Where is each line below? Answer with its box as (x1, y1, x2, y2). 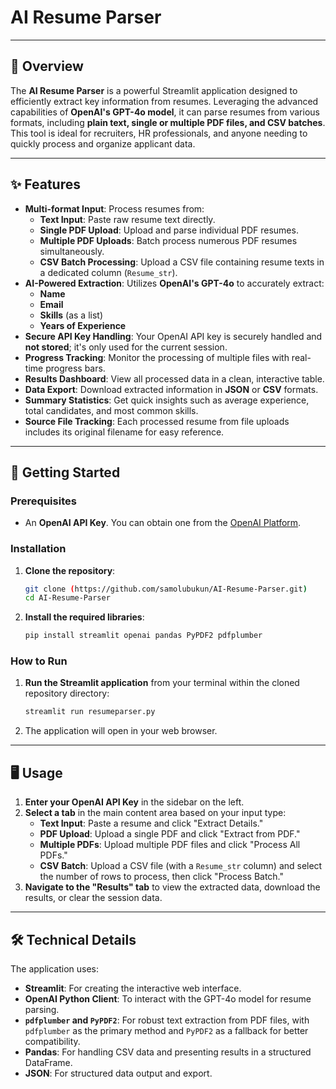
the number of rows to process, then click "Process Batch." (39, 871, 285, 883)
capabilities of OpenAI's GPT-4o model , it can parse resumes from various (10, 106, 320, 118)
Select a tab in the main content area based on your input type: (24, 807, 287, 819)
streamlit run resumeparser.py (24, 707, 156, 717)
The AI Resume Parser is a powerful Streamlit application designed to (10, 84, 298, 96)
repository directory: (24, 687, 110, 700)
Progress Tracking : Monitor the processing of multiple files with (24, 351, 290, 363)
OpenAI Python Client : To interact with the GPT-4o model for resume (24, 992, 312, 1005)
